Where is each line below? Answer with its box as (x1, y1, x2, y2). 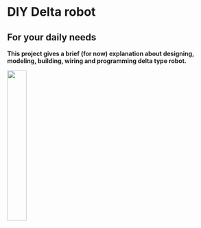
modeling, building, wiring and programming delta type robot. (7, 57, 187, 65)
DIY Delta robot (7, 4, 96, 20)
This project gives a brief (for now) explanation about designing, (7, 49, 194, 58)
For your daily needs (7, 31, 97, 43)
